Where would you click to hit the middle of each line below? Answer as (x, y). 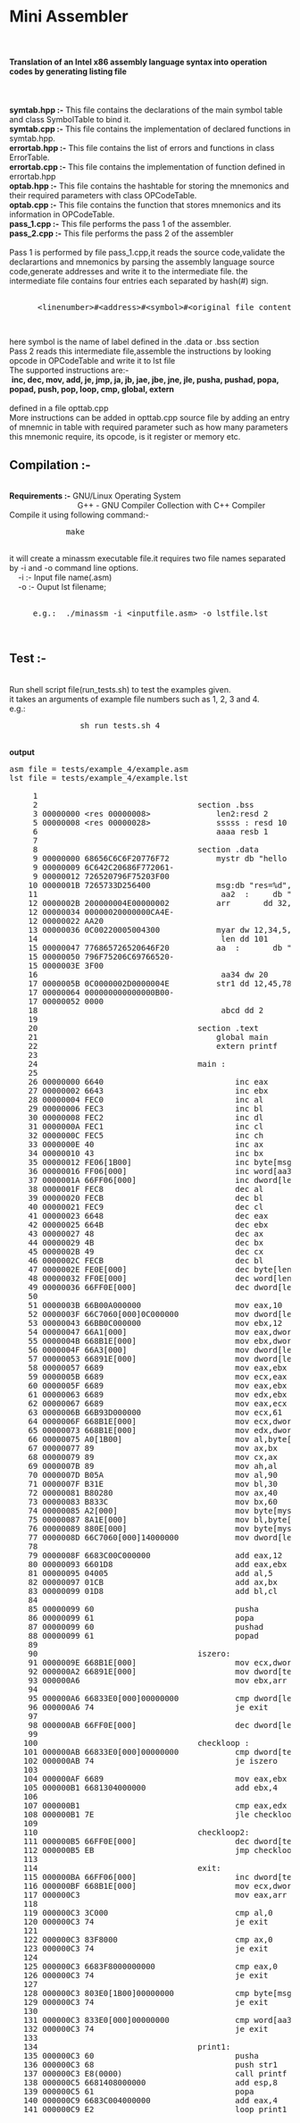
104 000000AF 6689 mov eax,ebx (155, 1779)
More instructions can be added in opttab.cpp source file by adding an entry (150, 418)
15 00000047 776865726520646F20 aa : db (155, 948)
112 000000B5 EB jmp (137, 1850)
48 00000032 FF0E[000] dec (139, 1278)
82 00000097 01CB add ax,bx (153, 1582)
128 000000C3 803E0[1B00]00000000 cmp (137, 1993)
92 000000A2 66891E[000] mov (139, 1671)
